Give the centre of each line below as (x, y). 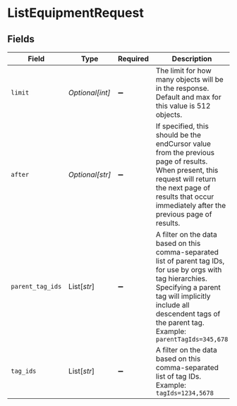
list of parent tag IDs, (190, 261)
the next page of (183, 188)
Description (192, 59)
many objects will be (189, 79)
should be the (178, 135)
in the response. (182, 88)
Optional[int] (89, 93)
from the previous (185, 153)
